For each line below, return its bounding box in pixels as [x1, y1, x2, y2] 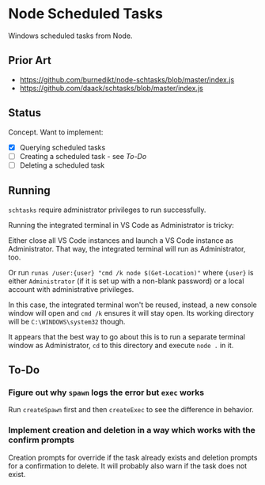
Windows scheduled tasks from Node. [8, 31, 133, 40]
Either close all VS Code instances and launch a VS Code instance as [8, 235, 233, 245]
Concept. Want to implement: [8, 127, 104, 137]
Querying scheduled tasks [19, 142, 106, 152]
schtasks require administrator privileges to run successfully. [8, 205, 206, 214]
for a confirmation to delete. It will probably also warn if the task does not [8, 460, 248, 471]
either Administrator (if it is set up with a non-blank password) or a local [8, 276, 244, 286]
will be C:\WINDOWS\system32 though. [8, 316, 126, 326]
